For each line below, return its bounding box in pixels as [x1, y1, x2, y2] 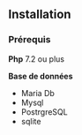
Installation [8, 7, 71, 22]
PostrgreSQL [20, 106, 68, 117]
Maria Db [20, 87, 55, 98]
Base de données [8, 71, 73, 81]
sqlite [20, 116, 41, 126]
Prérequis [8, 34, 51, 46]
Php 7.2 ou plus [8, 53, 65, 64]
